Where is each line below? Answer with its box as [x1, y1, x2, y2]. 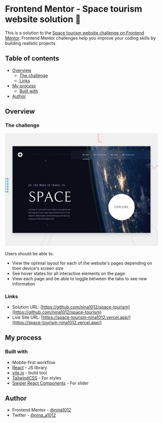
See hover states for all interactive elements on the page [12, 270, 125, 276]
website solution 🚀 [5, 14, 81, 25]
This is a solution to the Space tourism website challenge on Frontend [5, 30, 145, 36]
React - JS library [12, 365, 48, 370]
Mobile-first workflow [12, 359, 56, 365]
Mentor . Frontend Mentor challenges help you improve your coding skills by [5, 35, 156, 41]
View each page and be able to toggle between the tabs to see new [12, 275, 147, 281]
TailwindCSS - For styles [12, 375, 62, 381]
